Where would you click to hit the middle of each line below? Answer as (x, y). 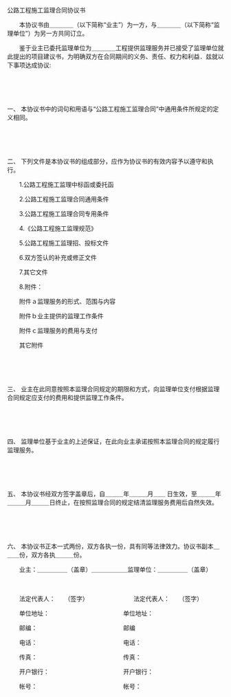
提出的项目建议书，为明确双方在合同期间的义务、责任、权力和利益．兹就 (115, 56)
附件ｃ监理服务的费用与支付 (58, 331)
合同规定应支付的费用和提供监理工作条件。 (67, 398)
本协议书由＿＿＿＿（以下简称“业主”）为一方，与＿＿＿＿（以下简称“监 (119, 25)
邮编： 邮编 (77, 628)
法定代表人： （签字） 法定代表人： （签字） (111, 599)
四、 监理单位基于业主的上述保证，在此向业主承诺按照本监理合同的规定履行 (113, 441)
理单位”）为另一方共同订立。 (48, 33)
